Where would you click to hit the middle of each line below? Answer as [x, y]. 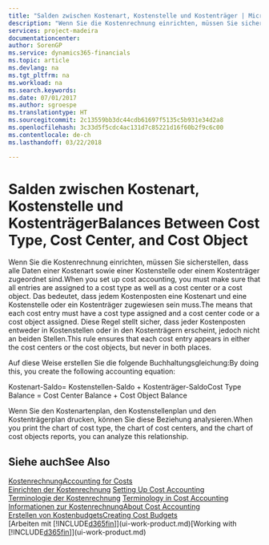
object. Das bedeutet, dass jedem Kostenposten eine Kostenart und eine [127, 297]
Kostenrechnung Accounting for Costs [70, 481]
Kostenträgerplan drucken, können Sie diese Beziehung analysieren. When [131, 420]
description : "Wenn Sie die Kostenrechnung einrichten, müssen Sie [123, 23]
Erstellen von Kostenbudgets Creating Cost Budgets [93, 515]
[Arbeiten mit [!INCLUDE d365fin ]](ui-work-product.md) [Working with [123, 524]
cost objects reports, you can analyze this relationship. [98, 437]
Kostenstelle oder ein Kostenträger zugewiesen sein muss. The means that [130, 305]
